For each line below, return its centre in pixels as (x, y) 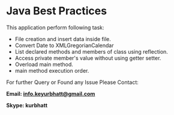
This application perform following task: (55, 27)
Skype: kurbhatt (27, 105)
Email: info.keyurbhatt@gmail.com (51, 94)
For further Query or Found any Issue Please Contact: (73, 82)
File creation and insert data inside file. (63, 39)
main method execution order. (52, 70)
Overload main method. (44, 64)
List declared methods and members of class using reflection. (91, 51)
